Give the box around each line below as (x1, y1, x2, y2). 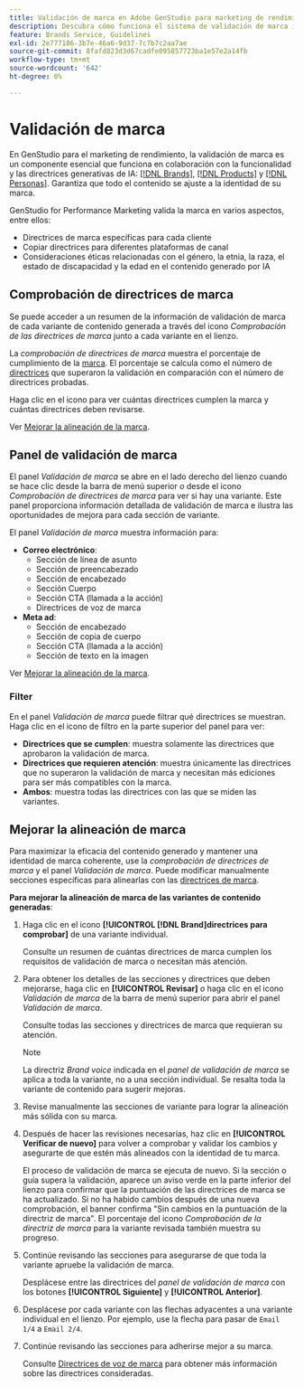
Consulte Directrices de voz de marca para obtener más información (22, 1358, 278, 1370)
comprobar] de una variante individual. (22, 929, 169, 940)
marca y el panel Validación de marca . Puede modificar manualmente (9, 865, 270, 876)
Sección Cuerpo (35, 583, 96, 594)
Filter (9, 691, 33, 703)
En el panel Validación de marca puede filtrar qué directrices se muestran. (9, 711, 287, 721)
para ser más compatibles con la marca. (22, 777, 172, 787)
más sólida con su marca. (22, 1111, 118, 1122)
